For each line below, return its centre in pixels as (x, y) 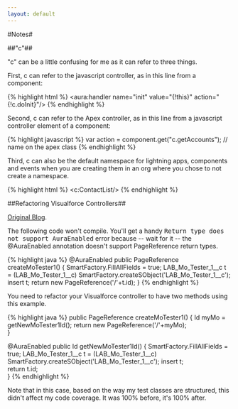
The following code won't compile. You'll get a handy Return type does (116, 231)
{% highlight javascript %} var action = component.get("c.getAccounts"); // (118, 139)
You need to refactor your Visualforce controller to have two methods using (118, 296)
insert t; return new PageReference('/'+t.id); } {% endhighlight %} (103, 282)
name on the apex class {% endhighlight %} (72, 147)
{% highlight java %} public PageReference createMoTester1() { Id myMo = (117, 317)
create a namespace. (38, 175)
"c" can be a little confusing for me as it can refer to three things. (102, 62)
